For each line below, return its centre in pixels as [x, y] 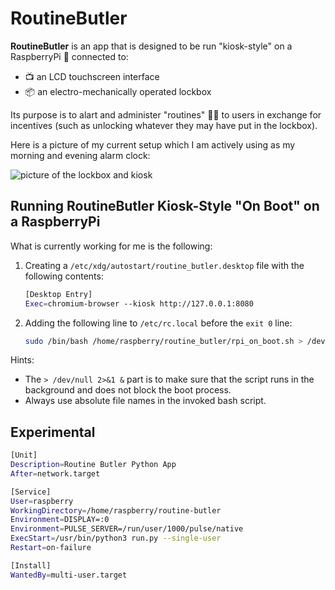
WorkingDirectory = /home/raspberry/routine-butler [116, 510]
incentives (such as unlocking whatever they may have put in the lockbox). [164, 125]
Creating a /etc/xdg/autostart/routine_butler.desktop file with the [164, 265]
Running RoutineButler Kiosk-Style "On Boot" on [165, 206]
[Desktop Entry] [58, 294]
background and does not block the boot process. [128, 390]
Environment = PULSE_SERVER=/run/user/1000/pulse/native [127, 529]
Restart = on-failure [51, 548]
